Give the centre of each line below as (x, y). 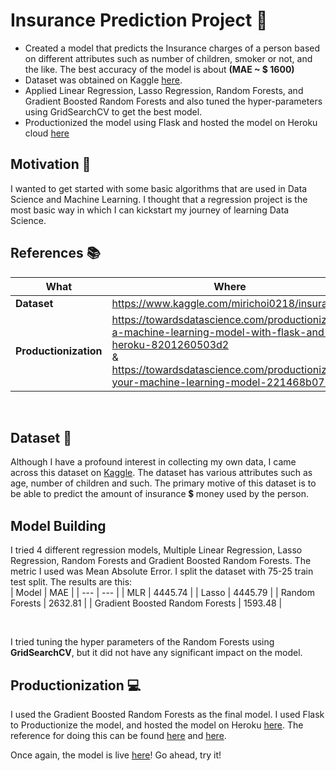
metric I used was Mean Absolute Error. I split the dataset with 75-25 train (162, 571)
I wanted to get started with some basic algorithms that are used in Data (159, 188)
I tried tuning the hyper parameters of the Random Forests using (142, 642)
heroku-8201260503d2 (170, 344)
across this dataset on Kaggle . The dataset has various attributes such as (161, 473)
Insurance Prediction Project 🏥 (139, 20)
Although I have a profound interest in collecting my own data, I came (153, 462)
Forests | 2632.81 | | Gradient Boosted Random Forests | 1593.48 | (146, 603)
